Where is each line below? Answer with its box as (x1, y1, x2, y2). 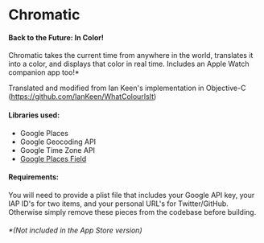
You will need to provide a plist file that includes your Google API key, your (8, 190, 255, 200)
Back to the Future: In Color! (8, 32, 105, 42)
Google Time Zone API (19, 145, 95, 154)
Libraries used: (8, 110, 60, 120)
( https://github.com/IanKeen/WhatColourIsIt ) (8, 92, 157, 101)
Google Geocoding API (19, 137, 97, 146)
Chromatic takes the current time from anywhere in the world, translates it (8, 51, 254, 60)
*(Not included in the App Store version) (8, 225, 142, 235)
